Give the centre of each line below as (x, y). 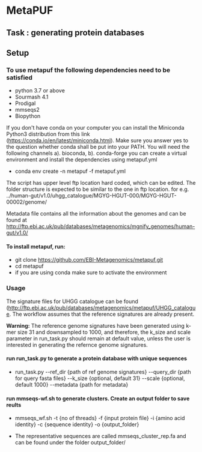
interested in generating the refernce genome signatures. (77, 345)
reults (14, 405)
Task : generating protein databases (75, 33)
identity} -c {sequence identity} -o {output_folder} (77, 424)
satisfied (20, 77)
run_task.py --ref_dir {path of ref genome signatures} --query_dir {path (103, 372)
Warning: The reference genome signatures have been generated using (96, 325)
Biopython (28, 116)
